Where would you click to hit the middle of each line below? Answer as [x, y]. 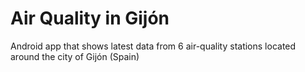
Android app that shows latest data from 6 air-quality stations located [153, 46]
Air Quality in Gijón [90, 18]
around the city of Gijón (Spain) [75, 56]
